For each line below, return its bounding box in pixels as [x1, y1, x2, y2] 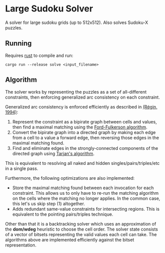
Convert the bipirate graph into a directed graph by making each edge [12, 129, 156, 135]
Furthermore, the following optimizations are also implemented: [5, 175, 135, 181]
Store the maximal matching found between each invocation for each [12, 185, 154, 191]
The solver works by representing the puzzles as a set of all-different [5, 89, 147, 95]
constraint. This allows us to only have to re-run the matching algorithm [12, 190, 159, 196]
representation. [5, 242, 36, 248]
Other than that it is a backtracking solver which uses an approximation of [5, 221, 157, 227]
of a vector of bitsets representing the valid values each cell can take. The [5, 231, 157, 237]
